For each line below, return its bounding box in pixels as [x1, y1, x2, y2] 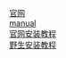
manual [9, 18, 37, 29]
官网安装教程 [9, 29, 56, 38]
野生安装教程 [9, 39, 56, 50]
